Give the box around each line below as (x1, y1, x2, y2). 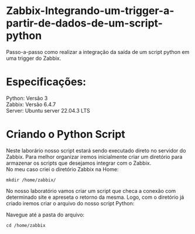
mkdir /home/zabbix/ (6, 177, 57, 183)
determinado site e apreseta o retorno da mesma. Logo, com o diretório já (6, 194, 184, 201)
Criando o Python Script (6, 128, 126, 141)
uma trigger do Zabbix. (6, 55, 61, 62)
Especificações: (6, 75, 87, 89)
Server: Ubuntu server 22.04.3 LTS (6, 107, 90, 114)
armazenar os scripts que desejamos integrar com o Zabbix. (6, 160, 152, 167)
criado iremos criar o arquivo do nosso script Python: (6, 199, 135, 206)
